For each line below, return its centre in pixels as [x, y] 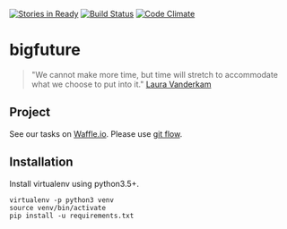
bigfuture [45, 50]
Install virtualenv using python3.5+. [74, 183]
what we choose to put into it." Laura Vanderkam [121, 84]
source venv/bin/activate [57, 208]
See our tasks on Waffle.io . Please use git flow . [96, 133]
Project [30, 112]
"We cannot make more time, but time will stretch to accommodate [154, 74]
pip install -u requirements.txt [72, 216]
